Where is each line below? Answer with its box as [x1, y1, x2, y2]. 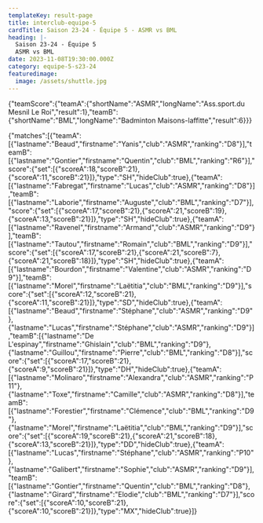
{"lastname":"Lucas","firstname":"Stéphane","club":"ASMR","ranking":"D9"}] [8, 323, 255, 332]
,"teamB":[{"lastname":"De [8, 331, 94, 340]
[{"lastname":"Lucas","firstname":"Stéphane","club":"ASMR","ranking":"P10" [8, 448, 254, 457]
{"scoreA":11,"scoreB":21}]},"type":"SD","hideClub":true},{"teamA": [8, 298, 223, 307]
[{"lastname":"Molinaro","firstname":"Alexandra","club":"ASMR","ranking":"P [8, 372, 254, 382]
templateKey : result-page [8, 11, 93, 20]
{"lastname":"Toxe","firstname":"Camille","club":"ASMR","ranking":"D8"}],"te [8, 390, 255, 399]
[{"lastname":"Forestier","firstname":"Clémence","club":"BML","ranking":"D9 [8, 406, 254, 415]
